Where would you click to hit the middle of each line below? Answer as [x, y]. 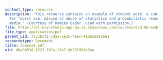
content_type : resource [29, 9]
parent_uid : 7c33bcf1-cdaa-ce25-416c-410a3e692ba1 [57, 37]
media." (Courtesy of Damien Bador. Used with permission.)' [73, 23]
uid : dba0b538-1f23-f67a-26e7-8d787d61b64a [50, 50]
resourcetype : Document [29, 41]
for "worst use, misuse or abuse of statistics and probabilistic [78, 18]
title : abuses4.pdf [25, 45]
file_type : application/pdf [33, 32]
